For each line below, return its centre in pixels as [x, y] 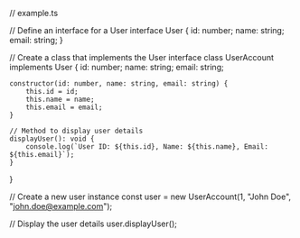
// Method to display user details [76, 131]
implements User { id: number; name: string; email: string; [117, 67]
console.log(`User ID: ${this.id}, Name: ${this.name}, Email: [147, 147]
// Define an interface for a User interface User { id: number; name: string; [147, 30]
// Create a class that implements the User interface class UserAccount [141, 57]
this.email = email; [64, 107]
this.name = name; [60, 99]
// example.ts [34, 13]
